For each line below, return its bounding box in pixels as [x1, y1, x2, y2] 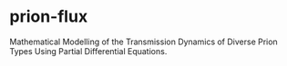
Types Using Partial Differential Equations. [9, 45, 168, 56]
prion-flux [9, 6, 88, 27]
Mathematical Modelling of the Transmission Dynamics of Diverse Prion [9, 36, 278, 47]
